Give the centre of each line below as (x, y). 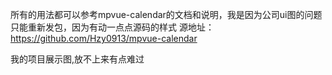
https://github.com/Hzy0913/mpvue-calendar (104, 38)
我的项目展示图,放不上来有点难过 (77, 59)
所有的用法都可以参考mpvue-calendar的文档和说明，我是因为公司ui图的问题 (166, 14)
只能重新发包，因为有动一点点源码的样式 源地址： (112, 27)
